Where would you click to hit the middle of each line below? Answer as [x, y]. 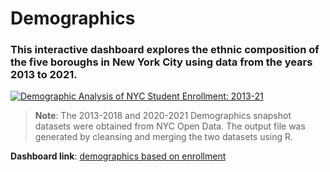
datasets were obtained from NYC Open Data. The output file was [170, 126]
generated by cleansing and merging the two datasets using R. [164, 137]
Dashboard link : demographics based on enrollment [118, 156]
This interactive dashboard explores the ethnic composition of [165, 50]
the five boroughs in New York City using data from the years [161, 62]
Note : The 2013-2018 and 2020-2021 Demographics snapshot [163, 116]
